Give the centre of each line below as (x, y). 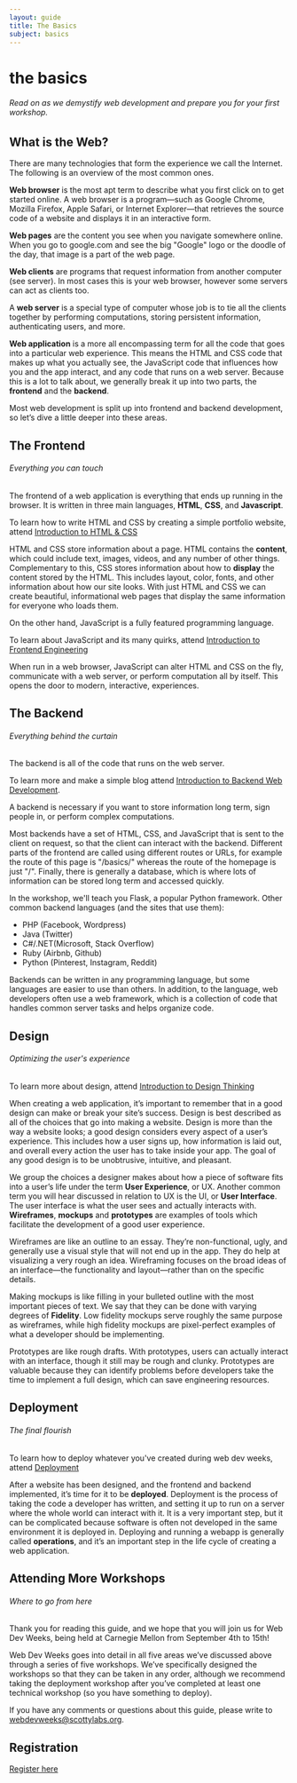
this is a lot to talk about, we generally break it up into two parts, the (133, 382)
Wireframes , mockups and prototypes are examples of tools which (133, 1215)
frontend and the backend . (59, 391)
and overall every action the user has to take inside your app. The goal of (143, 1150)
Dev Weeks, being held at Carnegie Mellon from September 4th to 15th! (140, 1638)
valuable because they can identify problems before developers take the (141, 1370)
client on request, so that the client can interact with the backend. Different (146, 844)
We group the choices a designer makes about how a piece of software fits (146, 1177)
